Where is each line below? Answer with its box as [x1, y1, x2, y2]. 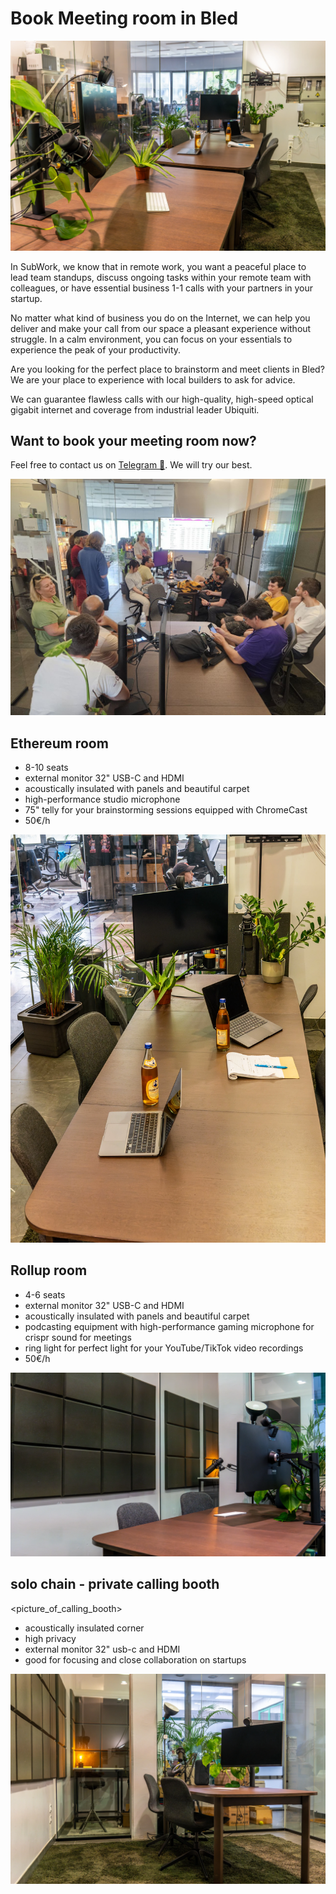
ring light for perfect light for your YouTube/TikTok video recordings [24, 1342, 304, 1354]
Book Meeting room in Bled [10, 7, 239, 30]
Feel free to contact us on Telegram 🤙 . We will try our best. [10, 459, 253, 471]
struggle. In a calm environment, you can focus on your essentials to [10, 333, 293, 345]
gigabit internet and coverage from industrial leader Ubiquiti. [10, 403, 260, 416]
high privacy [24, 1632, 77, 1644]
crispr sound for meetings [24, 1331, 132, 1343]
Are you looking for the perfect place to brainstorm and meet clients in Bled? [10, 363, 325, 375]
